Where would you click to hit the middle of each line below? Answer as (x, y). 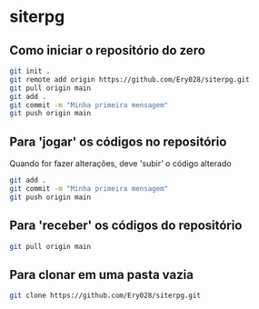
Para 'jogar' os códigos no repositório (118, 141)
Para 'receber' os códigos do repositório (126, 226)
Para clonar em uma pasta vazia (101, 274)
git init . (30, 71)
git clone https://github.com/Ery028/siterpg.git (105, 296)
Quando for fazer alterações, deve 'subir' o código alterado (120, 164)
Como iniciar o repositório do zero (108, 50)
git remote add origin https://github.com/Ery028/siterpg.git (129, 79)
